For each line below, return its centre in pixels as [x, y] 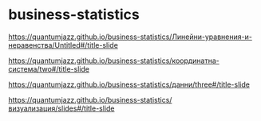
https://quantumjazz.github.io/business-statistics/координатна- [114, 60]
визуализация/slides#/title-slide [61, 108]
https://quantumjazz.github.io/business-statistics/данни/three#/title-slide [129, 84]
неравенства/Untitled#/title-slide [63, 45]
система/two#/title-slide [49, 68]
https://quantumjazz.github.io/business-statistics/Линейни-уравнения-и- [130, 37]
